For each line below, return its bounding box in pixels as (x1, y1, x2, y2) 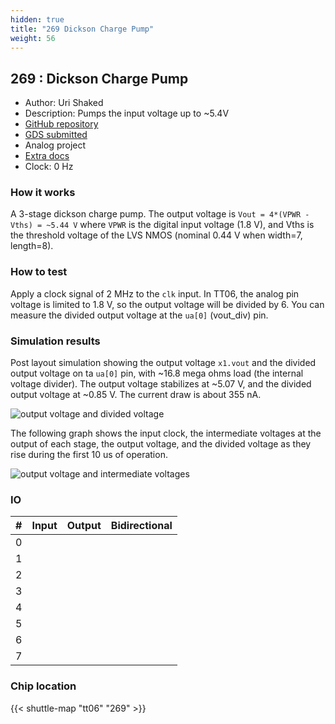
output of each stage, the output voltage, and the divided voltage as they (10, 438, 312, 450)
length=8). (10, 240, 54, 252)
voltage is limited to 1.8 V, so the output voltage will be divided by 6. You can (10, 298, 325, 310)
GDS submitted (24, 129, 88, 141)
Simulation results (10, 334, 101, 348)
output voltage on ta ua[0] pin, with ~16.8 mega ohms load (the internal (10, 367, 304, 380)
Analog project (24, 139, 87, 151)
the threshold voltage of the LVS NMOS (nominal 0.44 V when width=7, (10, 229, 303, 241)
